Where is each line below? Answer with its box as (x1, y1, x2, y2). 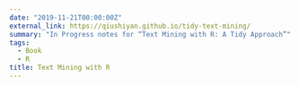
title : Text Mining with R (9, 64, 110, 73)
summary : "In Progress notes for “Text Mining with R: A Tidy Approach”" (9, 30, 292, 39)
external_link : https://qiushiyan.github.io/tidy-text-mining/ (9, 21, 251, 30)
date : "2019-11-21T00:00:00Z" (9, 13, 123, 22)
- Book (17, 47, 42, 56)
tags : (9, 38, 30, 47)
